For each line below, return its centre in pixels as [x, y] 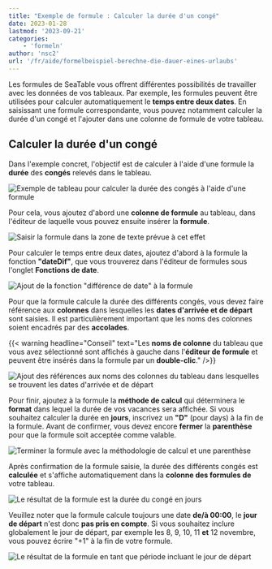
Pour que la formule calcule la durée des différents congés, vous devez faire [136, 301]
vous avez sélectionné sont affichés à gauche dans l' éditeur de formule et [133, 351]
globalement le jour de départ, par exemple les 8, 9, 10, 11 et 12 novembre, [132, 532]
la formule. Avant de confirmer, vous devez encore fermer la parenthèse [130, 426]
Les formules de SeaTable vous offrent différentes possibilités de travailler [133, 84]
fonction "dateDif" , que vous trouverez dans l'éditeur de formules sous [128, 261]
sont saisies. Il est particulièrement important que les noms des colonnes [131, 318]
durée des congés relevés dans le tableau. [80, 172]
